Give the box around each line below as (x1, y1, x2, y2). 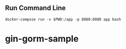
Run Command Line (5, 4, 66, 12)
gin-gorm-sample (5, 33, 79, 44)
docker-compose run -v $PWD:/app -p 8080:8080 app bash (5, 17, 121, 22)
